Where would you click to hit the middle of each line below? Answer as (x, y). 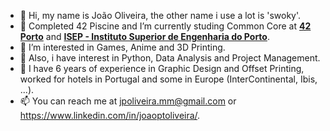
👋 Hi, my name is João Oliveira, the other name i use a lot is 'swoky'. (160, 15)
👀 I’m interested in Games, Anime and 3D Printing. (122, 47)
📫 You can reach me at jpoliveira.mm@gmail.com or (128, 101)
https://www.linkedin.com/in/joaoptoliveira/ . (110, 115)
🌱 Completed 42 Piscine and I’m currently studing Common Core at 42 (165, 26)
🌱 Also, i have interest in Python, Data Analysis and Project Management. (170, 58)
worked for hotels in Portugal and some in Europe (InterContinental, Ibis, (168, 79)
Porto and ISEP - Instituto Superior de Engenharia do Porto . (144, 36)
